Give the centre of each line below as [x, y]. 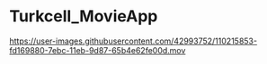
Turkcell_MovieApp [84, 16]
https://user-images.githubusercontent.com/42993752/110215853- [133, 41]
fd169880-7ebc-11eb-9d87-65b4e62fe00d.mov [98, 50]
